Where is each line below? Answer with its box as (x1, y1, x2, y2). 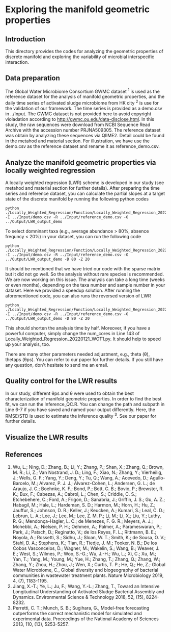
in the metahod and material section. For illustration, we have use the (5, 138, 150, 144)
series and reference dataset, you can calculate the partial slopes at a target (5, 190, 165, 196)
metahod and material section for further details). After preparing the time (5, 185, 160, 191)
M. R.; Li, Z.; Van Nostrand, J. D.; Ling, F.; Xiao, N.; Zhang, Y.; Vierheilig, (12, 469, 163, 475)
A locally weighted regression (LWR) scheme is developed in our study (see (5, 180, 164, 186)
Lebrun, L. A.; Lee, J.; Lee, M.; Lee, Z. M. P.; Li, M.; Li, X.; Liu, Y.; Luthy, (12, 513, 161, 519)
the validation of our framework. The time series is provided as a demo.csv (5, 106, 163, 112)
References (5, 450, 43, 459)
